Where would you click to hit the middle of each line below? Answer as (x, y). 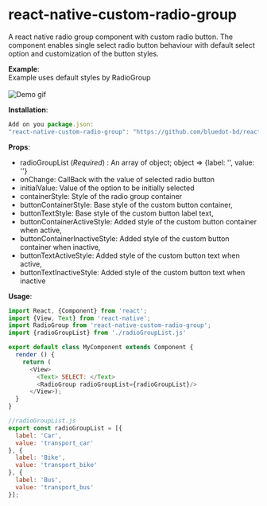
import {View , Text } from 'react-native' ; (79, 318)
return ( (37, 362)
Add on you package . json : (51, 124)
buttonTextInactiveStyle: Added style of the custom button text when (132, 272)
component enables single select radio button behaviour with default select (132, 45)
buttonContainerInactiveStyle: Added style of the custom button (124, 238)
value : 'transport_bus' (54, 487)
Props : (19, 147)
